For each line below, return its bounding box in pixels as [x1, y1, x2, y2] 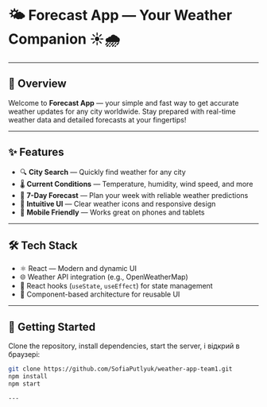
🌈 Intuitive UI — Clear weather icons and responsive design [19, 199, 216, 208]
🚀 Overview [8, 77, 67, 91]
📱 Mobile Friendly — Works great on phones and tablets [19, 207, 205, 217]
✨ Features [8, 145, 64, 159]
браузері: [8, 350, 41, 359]
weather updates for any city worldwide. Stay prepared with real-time [8, 107, 236, 116]
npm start [8, 379, 41, 388]
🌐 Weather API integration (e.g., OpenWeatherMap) [19, 272, 188, 282]
